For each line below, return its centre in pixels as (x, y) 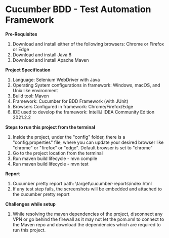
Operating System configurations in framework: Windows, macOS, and (86, 85)
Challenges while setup (30, 204)
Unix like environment (35, 90)
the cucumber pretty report (41, 194)
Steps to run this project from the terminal (50, 127)
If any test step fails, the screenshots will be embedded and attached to (87, 189)
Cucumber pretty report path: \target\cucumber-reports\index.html (82, 183)
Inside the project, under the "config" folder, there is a (69, 137)
